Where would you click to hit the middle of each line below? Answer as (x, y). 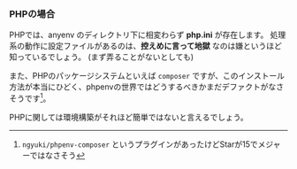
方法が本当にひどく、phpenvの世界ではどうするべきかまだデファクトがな (143, 87)
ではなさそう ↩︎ (57, 155)
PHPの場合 (32, 13)
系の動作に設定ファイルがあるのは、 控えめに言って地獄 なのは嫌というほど (146, 46)
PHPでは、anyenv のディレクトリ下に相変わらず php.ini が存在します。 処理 (148, 35)
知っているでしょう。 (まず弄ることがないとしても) (102, 57)
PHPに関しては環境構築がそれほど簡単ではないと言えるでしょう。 (129, 117)
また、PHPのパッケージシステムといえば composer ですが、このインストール (147, 76)
